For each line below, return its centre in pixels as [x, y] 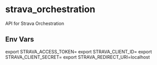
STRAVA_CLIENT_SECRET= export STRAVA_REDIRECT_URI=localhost [77, 57]
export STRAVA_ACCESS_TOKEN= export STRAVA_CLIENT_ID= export [79, 51]
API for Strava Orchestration [35, 23]
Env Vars [20, 39]
